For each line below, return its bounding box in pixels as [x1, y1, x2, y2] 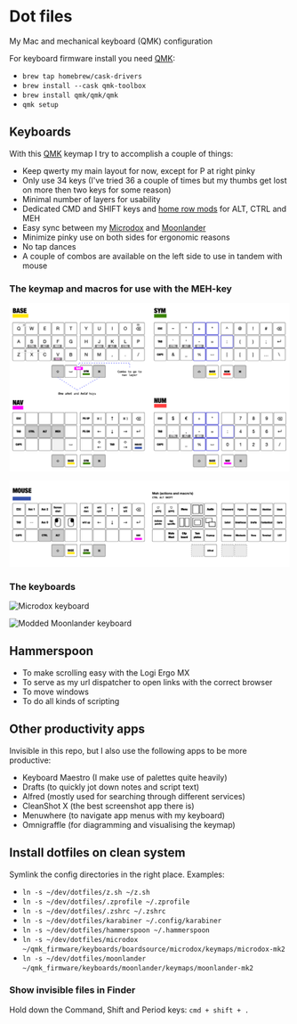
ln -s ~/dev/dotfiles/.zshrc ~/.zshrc [21, 906, 166, 915]
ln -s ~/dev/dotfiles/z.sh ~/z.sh [21, 888, 150, 897]
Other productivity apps [9, 722, 145, 737]
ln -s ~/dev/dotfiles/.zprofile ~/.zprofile [21, 897, 190, 906]
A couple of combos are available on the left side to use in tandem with [21, 250, 283, 261]
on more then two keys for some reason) [21, 184, 172, 195]
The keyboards [9, 580, 76, 593]
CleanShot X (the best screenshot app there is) [21, 800, 195, 811]
